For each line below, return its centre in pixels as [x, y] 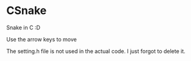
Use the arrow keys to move [42, 39]
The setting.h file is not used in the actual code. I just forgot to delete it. [96, 51]
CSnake [27, 11]
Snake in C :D [23, 27]
